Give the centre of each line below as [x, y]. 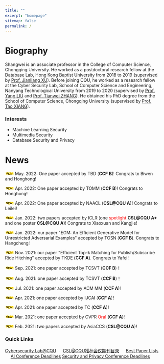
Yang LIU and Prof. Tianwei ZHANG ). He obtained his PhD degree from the [80, 96]
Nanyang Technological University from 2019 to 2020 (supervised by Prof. [80, 91]
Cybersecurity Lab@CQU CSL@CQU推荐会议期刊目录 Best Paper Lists [82, 350]
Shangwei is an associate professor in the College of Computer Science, [78, 64]
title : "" [15, 10]
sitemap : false [21, 21]
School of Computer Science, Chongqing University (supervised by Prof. [78, 101]
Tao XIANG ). [18, 106]
